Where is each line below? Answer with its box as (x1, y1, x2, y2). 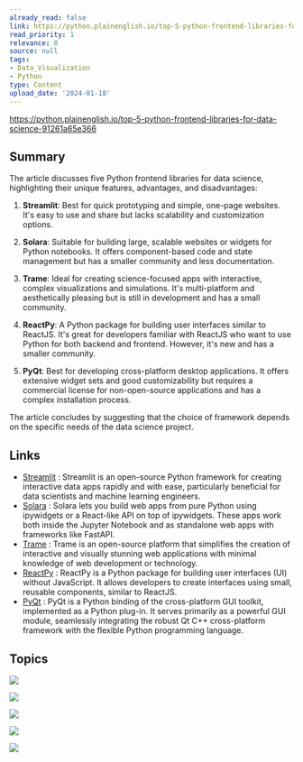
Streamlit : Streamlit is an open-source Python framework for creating (22, 472, 282, 482)
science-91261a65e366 (9, 123, 97, 133)
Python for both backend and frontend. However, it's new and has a (22, 339, 275, 350)
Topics (9, 651, 49, 666)
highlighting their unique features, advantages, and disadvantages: (9, 182, 258, 194)
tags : (9, 55, 30, 64)
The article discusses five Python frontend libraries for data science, (9, 173, 264, 184)
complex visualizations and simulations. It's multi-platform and (22, 283, 255, 294)
